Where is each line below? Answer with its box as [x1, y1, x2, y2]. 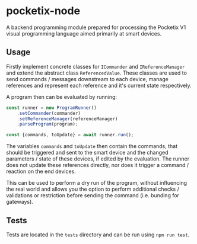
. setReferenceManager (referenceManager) [17, 115, 118, 122]
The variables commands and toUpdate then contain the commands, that [6, 143, 178, 150]
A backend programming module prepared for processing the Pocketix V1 [6, 24, 186, 31]
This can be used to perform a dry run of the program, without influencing [6, 179, 188, 187]
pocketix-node [6, 4, 81, 18]
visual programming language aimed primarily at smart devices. [6, 30, 162, 37]
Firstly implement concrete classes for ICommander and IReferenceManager [6, 63, 185, 70]
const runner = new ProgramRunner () [6, 105, 97, 111]
